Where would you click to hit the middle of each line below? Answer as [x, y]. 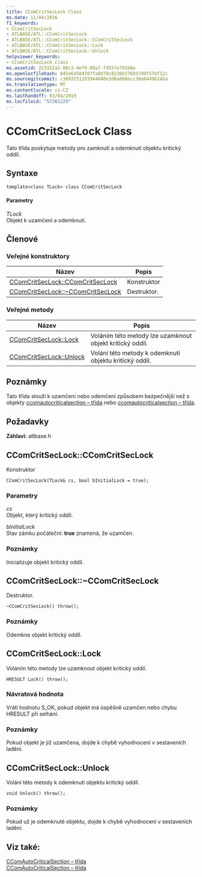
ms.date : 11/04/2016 [32, 17]
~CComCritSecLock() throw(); [43, 607]
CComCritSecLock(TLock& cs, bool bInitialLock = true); [78, 481]
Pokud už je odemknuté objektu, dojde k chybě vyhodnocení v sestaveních [99, 822]
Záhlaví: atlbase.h [29, 436]
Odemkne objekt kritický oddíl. [44, 635]
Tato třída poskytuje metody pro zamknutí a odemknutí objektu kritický [94, 148]
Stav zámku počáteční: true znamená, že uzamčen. [70, 533]
